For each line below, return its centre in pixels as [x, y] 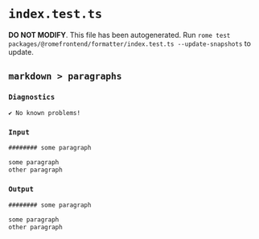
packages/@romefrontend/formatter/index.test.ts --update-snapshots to [130, 43]
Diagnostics [32, 97]
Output [21, 189]
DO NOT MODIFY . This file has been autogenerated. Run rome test [119, 35]
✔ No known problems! [45, 113]
